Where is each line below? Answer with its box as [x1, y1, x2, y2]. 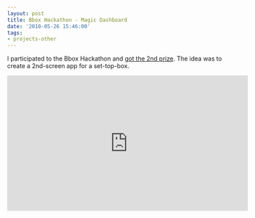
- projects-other [7, 36, 57, 43]
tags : [7, 29, 23, 36]
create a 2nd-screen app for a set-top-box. [7, 62, 129, 70]
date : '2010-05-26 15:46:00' [7, 23, 91, 30]
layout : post [7, 10, 45, 17]
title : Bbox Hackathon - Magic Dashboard [7, 17, 128, 23]
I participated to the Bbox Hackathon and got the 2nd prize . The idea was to [7, 54, 222, 63]
